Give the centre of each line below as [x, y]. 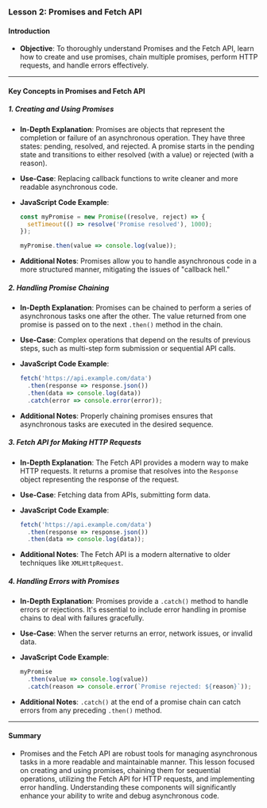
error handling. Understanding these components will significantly [128, 787]
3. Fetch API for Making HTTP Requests [75, 443]
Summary [25, 736]
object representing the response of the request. [99, 479]
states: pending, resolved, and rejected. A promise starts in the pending [137, 146]
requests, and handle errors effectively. [84, 65]
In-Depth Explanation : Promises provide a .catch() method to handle [134, 601]
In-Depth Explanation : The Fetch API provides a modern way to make [134, 462]
